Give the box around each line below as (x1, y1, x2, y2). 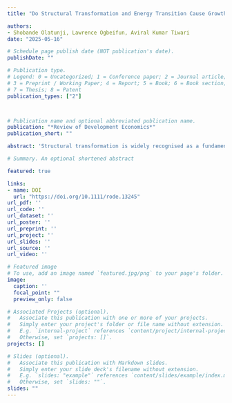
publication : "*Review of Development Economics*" (7, 124, 156, 131)
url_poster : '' (7, 219, 51, 226)
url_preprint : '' (7, 225, 57, 232)
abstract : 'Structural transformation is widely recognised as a (7, 143, 199, 150)
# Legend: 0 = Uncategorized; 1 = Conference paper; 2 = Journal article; (7, 73, 227, 80)
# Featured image (7, 264, 57, 271)
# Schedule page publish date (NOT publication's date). (7, 48, 175, 55)
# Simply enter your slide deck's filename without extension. (7, 366, 199, 373)
